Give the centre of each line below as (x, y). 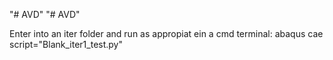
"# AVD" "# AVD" (45, 14)
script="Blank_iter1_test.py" (66, 44)
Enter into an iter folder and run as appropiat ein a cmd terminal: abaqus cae (166, 33)
